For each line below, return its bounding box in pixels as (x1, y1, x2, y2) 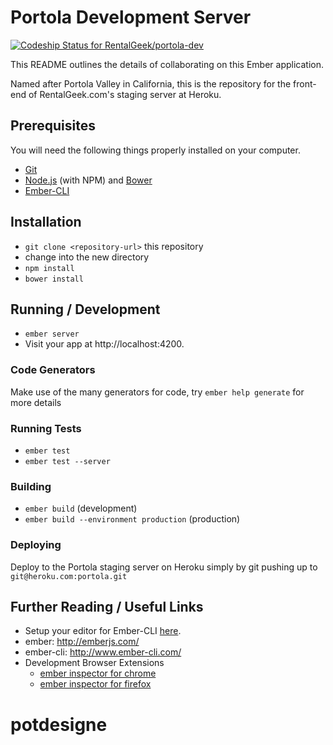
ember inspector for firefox (39, 678, 152, 690)
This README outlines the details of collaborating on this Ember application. (10, 58, 324, 70)
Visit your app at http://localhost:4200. (24, 338, 185, 350)
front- (293, 77, 317, 90)
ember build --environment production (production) (24, 513, 241, 525)
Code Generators (10, 363, 96, 377)
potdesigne (10, 713, 108, 736)
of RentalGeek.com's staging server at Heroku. (28, 88, 222, 100)
